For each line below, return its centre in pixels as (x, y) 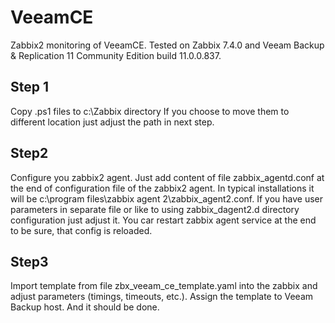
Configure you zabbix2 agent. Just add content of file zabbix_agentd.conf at (167, 177)
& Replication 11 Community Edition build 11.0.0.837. (116, 55)
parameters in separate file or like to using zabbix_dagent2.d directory (155, 209)
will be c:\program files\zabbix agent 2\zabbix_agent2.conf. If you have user (167, 198)
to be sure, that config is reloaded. (81, 230)
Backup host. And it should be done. (85, 307)
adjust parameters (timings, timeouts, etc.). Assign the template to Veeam (162, 297)
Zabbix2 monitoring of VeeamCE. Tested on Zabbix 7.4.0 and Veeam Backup (167, 45)
